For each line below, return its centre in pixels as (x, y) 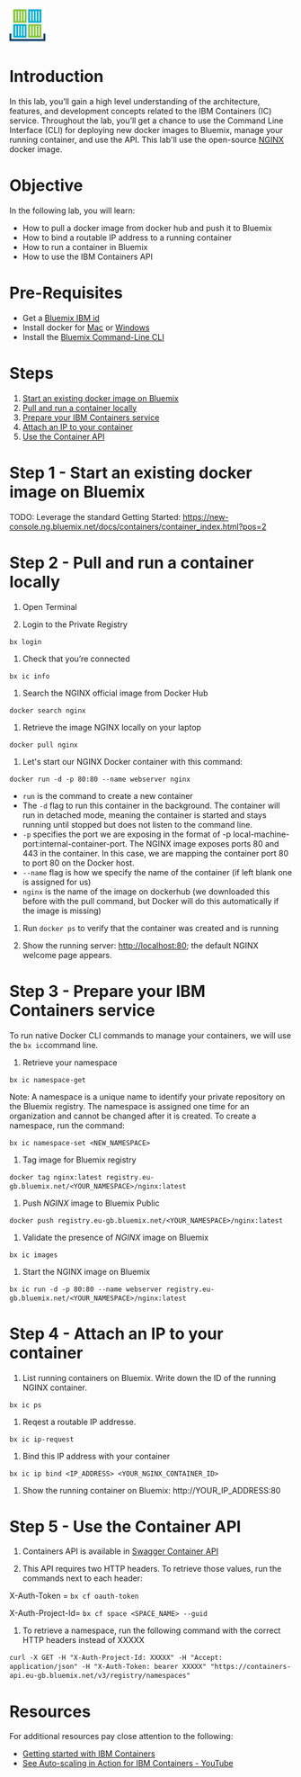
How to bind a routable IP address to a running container (127, 238)
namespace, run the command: (67, 1125)
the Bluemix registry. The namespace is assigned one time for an (129, 1106)
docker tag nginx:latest (56, 1177)
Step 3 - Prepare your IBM (107, 991)
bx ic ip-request (42, 1439)
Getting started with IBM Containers (89, 1754)
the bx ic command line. (54, 1045)
